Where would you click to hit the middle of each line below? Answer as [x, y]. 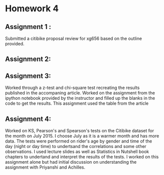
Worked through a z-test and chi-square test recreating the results [72, 88]
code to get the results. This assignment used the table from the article [77, 103]
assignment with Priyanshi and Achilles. [45, 167]
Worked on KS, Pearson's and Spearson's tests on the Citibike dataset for [80, 131]
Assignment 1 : [28, 27]
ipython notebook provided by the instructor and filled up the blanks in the [80, 98]
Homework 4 [32, 9]
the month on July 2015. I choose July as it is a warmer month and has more [82, 136]
